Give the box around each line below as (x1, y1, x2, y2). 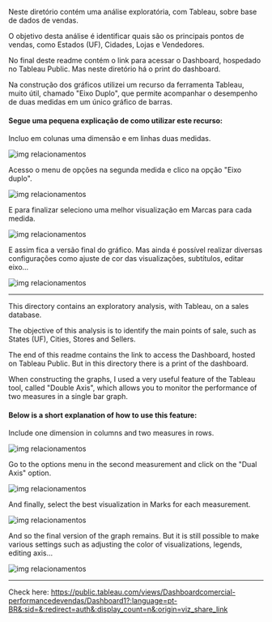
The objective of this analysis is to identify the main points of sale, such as (8, 326, 257, 336)
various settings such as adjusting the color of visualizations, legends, (8, 539, 243, 550)
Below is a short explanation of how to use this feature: (8, 410, 198, 420)
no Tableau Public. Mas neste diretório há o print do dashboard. (8, 64, 221, 74)
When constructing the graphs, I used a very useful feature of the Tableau (8, 375, 256, 384)
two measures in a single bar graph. (8, 392, 128, 401)
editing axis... (8, 548, 53, 558)
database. (8, 310, 42, 320)
